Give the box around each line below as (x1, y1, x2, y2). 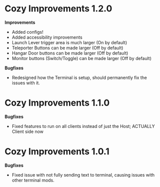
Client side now (11, 128, 44, 134)
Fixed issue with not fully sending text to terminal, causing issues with (11, 172, 155, 178)
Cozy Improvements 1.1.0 (4, 97, 110, 109)
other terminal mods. (11, 177, 55, 183)
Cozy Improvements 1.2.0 (4, 3, 112, 14)
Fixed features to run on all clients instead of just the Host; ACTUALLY (11, 123, 155, 129)
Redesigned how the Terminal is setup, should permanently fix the (11, 74, 147, 80)
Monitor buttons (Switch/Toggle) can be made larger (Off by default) (11, 55, 152, 61)
